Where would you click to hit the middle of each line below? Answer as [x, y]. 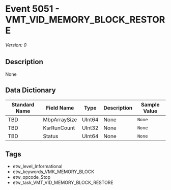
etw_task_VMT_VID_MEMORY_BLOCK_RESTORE [63, 183]
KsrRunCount [59, 128]
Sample [150, 104]
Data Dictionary [31, 90]
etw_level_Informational [37, 167]
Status [51, 136]
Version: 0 [16, 45]
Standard [23, 104]
